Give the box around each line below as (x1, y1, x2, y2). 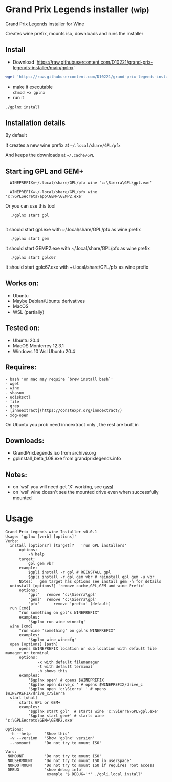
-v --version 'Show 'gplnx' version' (10, 736, 95, 741)
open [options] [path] (10, 642, 58, 647)
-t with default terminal (37, 664, 93, 669)
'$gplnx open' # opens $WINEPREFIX (28, 677, 104, 683)
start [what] (10, 695, 38, 701)
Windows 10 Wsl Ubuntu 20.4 (12, 348, 75, 354)
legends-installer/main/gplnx (12, 64, 74, 70)
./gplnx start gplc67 (10, 255, 56, 260)
